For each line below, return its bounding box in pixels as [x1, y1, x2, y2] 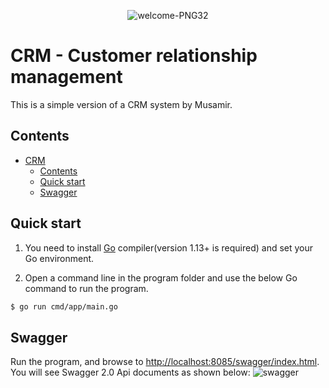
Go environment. [24, 252, 95, 264]
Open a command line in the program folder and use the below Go [24, 271, 298, 284]
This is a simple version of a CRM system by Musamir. [10, 98, 233, 110]
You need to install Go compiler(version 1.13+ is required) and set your [24, 241, 314, 254]
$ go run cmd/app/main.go [10, 301, 118, 312]
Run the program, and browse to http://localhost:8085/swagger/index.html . [10, 356, 320, 368]
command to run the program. [24, 282, 149, 294]
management [10, 66, 123, 89]
